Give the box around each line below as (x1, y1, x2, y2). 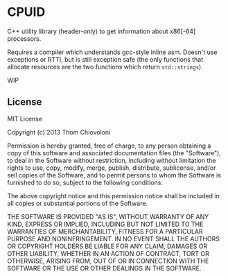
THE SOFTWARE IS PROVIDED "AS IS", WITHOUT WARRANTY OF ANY (7, 212, 209, 220)
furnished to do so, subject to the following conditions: (7, 178, 163, 186)
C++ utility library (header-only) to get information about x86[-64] (7, 27, 196, 35)
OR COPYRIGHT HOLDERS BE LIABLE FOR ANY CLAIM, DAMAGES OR (7, 242, 208, 250)
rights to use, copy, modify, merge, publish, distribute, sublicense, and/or (7, 164, 216, 172)
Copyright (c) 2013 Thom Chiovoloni (7, 128, 111, 136)
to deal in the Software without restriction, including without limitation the (7, 156, 216, 164)
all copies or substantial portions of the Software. (7, 199, 148, 207)
